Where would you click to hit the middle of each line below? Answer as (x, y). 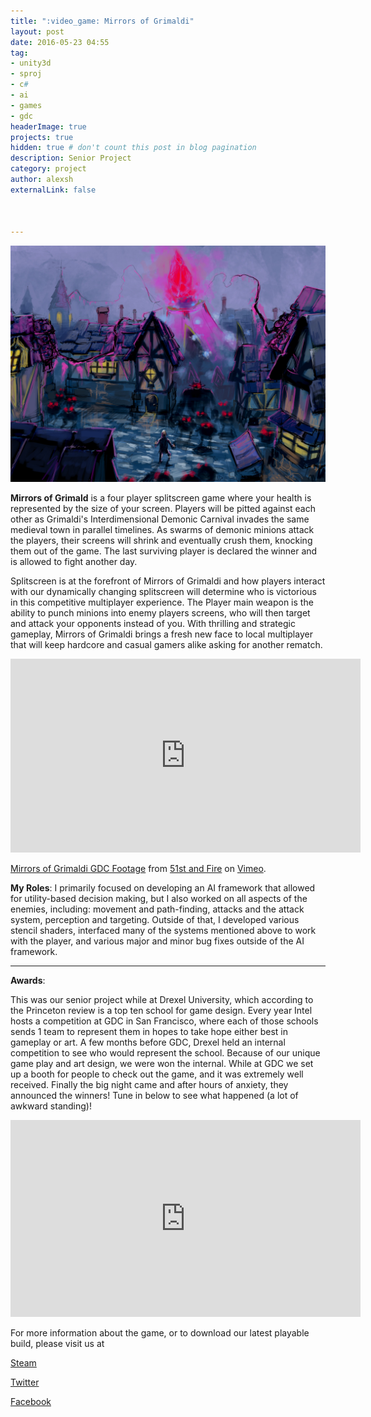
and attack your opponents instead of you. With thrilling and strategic (153, 624)
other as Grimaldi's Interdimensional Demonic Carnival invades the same (160, 519)
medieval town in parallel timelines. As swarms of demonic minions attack (162, 530)
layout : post (37, 31)
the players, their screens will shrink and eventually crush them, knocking (161, 541)
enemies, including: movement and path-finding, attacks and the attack (157, 909)
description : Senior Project (71, 158)
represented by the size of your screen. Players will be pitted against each (163, 509)
